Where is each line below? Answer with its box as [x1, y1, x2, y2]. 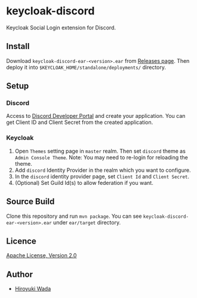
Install [6, 41, 30, 51]
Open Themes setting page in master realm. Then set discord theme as [14, 147, 186, 154]
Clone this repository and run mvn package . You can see [6, 212, 142, 220]
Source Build [6, 196, 55, 207]
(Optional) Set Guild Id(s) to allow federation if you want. [14, 179, 153, 186]
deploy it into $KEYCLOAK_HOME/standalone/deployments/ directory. [6, 63, 166, 71]
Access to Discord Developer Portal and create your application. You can [6, 112, 186, 120]
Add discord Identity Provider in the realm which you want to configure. [14, 166, 191, 174]
